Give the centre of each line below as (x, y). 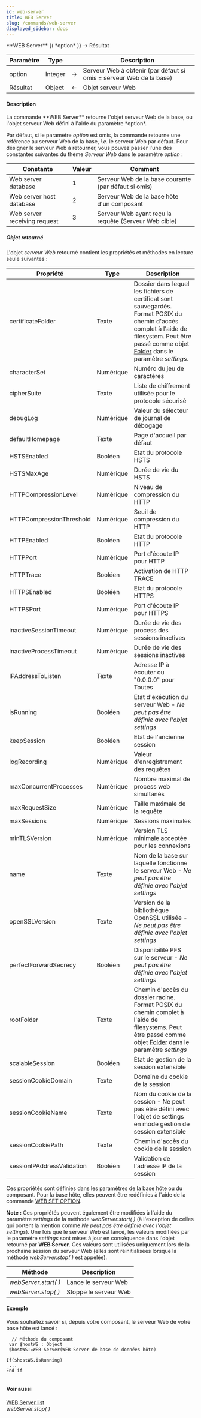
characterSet (28, 373)
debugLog (24, 418)
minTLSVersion (31, 838)
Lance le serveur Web (98, 1282)
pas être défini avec (162, 1109)
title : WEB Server (29, 17)
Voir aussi (19, 1389)
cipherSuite (25, 394)
